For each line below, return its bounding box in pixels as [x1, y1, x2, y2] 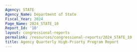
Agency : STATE [5, 7, 35, 12]
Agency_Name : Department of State [5, 12, 77, 17]
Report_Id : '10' [5, 26, 39, 31]
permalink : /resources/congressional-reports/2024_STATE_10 [5, 35, 133, 40]
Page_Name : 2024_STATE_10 [5, 21, 59, 26]
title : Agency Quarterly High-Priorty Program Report [5, 40, 119, 45]
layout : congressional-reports [5, 30, 70, 35]
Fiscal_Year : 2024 [5, 16, 43, 21]
